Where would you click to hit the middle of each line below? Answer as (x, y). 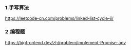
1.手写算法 (17, 7)
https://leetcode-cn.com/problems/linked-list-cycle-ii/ (59, 18)
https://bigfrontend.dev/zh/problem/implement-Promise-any (65, 42)
